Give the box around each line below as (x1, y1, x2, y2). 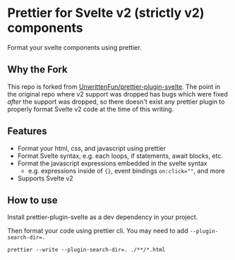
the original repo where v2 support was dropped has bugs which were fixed (7, 89, 228, 98)
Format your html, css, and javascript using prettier (17, 144, 166, 152)
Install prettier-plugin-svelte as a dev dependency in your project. (7, 213, 198, 221)
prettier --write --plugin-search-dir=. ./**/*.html (7, 247, 166, 254)
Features (7, 125, 47, 137)
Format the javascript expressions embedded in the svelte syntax (17, 159, 207, 167)
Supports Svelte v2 (17, 174, 74, 182)
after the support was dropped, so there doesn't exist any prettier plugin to (7, 97, 225, 106)
